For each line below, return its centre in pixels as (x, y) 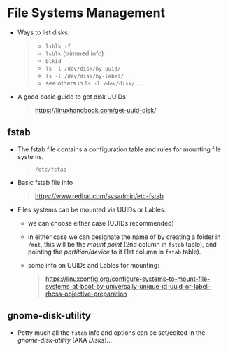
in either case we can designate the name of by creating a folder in (124, 237)
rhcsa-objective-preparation (86, 294)
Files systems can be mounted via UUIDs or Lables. (92, 209)
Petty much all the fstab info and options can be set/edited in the (111, 332)
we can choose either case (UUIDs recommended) (101, 223)
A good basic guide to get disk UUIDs (71, 97)
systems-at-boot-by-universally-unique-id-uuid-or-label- (128, 286)
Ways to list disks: (43, 32)
